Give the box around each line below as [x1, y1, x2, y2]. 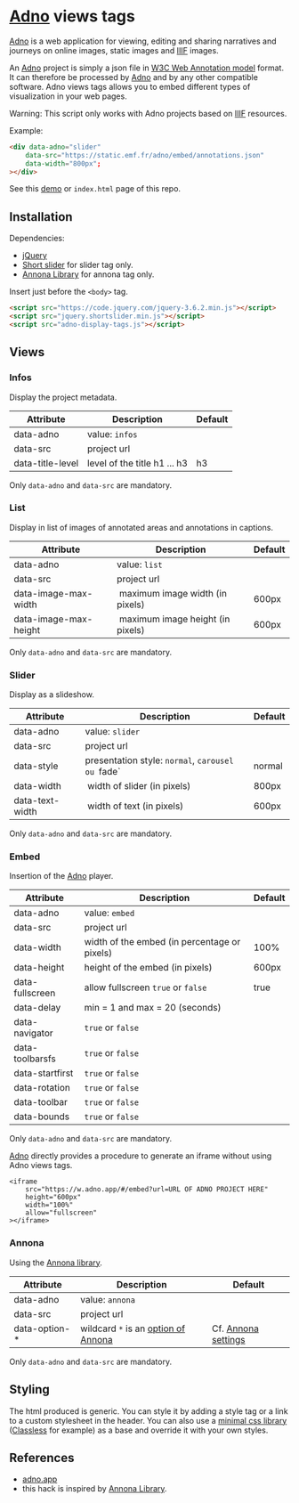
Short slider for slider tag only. [21, 260, 133, 271]
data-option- [13, 1322, 71, 1335]
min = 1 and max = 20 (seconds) [84, 1002, 222, 1014]
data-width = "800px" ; [25, 158, 101, 168]
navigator [13, 1027, 53, 1039]
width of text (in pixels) [87, 800, 184, 812]
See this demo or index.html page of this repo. [9, 183, 181, 194]
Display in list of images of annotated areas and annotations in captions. [9, 522, 274, 532]
